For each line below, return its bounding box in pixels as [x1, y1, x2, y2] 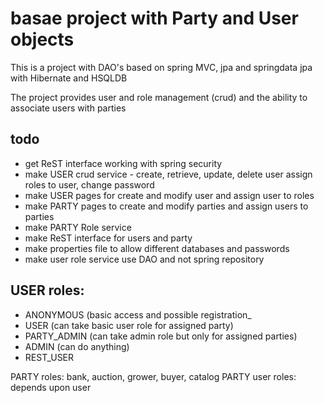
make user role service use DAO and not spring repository [24, 253, 265, 265]
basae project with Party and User [10, 7, 299, 30]
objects [10, 28, 75, 51]
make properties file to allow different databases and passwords [24, 242, 290, 254]
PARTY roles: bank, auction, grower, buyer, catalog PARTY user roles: [10, 370, 297, 382]
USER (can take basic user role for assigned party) [24, 319, 234, 331]
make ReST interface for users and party [24, 232, 193, 244]
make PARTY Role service [24, 221, 132, 233]
